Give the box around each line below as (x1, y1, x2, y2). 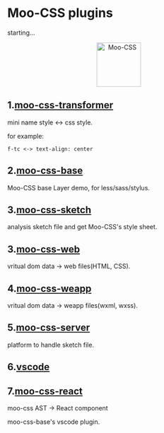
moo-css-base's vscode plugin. (7, 417, 100, 426)
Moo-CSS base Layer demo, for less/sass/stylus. (7, 183, 151, 192)
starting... (7, 28, 35, 37)
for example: (7, 132, 45, 140)
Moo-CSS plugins (7, 5, 113, 21)
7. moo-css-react (7, 385, 83, 397)
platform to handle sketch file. (7, 340, 94, 349)
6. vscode (7, 361, 50, 373)
